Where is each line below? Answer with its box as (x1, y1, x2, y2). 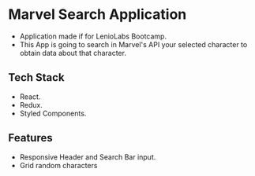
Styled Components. (19, 108, 87, 118)
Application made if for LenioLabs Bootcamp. (19, 31, 167, 41)
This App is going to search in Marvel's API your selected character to (19, 39, 248, 49)
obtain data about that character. (19, 48, 126, 57)
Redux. (19, 100, 43, 109)
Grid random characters (19, 160, 98, 170)
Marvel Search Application (8, 5, 187, 24)
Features (8, 131, 53, 145)
